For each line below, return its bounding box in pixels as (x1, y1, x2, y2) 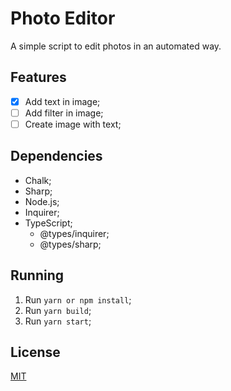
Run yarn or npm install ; (24, 293, 132, 306)
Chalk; (24, 174, 52, 186)
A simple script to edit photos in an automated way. (10, 40, 222, 52)
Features (10, 69, 67, 86)
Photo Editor (10, 7, 116, 30)
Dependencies (10, 148, 103, 165)
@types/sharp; (39, 238, 102, 250)
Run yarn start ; (24, 315, 92, 327)
